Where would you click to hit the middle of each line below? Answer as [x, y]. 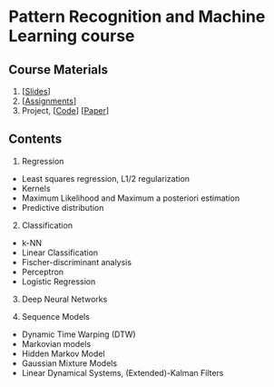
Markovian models [56, 343]
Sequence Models [55, 316]
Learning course [72, 36]
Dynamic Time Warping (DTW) [79, 334]
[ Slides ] [36, 91]
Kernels [36, 188]
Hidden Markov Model [63, 353]
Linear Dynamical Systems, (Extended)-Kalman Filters [122, 372]
